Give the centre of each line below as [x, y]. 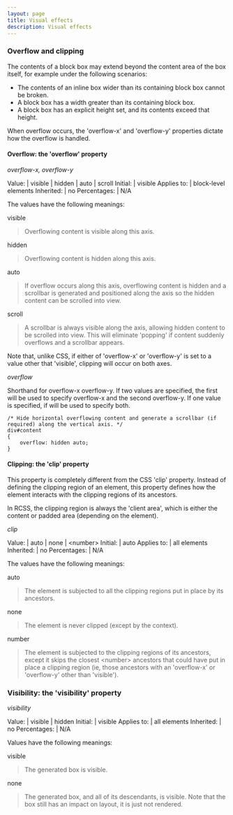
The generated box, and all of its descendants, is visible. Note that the [125, 797]
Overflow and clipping [46, 51]
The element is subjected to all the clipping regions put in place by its [124, 591]
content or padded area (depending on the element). [83, 516]
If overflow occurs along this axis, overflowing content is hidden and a [125, 285]
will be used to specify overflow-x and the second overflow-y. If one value [114, 398]
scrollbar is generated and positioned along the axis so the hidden [119, 293]
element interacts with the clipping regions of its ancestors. [92, 495]
